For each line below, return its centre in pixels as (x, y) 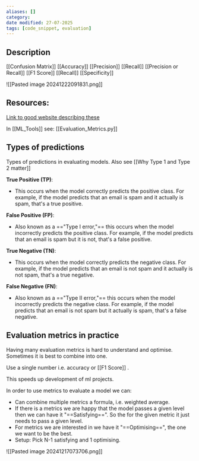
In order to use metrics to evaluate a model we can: (69, 390)
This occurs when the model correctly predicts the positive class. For (99, 191)
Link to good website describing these (53, 117)
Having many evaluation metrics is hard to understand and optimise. (90, 349)
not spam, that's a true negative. (54, 275)
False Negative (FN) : (32, 286)
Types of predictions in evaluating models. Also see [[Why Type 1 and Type (98, 161)
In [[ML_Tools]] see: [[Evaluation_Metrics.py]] (62, 129)
